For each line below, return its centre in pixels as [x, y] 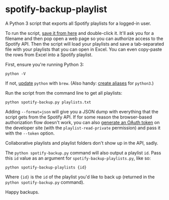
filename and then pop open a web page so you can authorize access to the [84, 38]
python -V [16, 74]
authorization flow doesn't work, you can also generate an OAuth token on [82, 122]
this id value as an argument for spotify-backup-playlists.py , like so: [78, 158]
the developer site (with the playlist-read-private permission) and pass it [83, 128]
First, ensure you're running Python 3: [45, 64]
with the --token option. [30, 133]
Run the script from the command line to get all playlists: [64, 93]
